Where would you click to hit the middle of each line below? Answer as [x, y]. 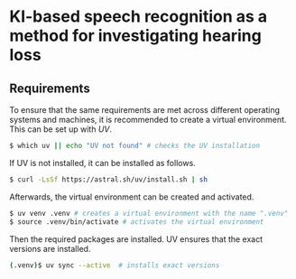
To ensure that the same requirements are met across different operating [144, 110]
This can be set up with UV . [61, 129]
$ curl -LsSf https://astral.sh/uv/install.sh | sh [108, 179]
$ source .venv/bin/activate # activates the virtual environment [137, 222]
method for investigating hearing [135, 36]
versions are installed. [50, 248]
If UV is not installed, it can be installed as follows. [102, 163]
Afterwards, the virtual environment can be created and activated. [132, 197]
